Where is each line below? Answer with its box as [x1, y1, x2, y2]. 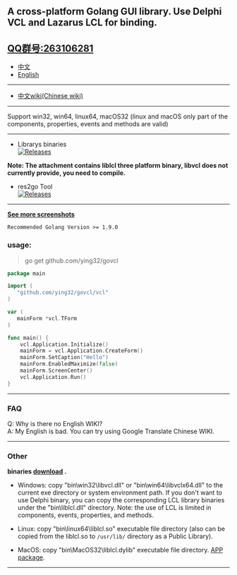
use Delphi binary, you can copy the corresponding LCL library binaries [17, 496, 225, 504]
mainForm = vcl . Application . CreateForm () [20, 347, 143, 355]
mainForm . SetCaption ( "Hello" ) [20, 354, 109, 361]
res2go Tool [17, 183, 53, 191]
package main [7, 270, 46, 277]
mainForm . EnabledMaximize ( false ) [20, 361, 119, 368]
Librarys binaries [17, 140, 67, 149]
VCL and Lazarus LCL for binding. [7, 17, 157, 29]
